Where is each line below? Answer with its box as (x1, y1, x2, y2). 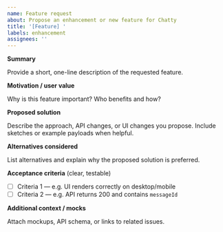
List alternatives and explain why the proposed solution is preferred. (7, 156, 200, 164)
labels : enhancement (7, 29, 67, 37)
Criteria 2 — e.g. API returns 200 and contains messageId (17, 191, 178, 199)
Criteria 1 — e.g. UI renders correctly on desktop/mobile (17, 182, 176, 191)
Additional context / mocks (7, 204, 86, 213)
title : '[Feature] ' (7, 23, 67, 30)
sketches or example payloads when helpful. (7, 129, 134, 137)
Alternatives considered (7, 142, 78, 151)
